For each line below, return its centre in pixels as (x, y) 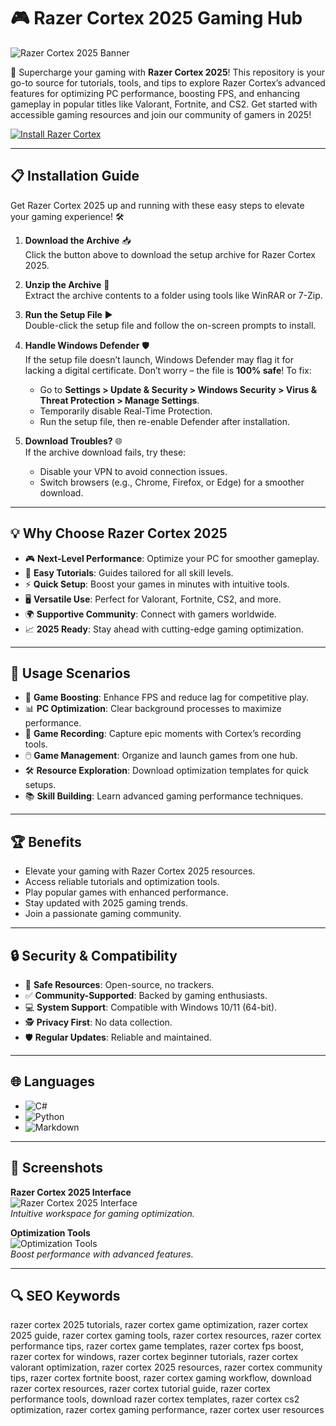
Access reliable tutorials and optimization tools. (122, 882)
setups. (40, 785)
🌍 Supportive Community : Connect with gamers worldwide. (150, 614)
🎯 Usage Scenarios (70, 673)
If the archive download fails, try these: (105, 452)
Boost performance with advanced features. (102, 1254)
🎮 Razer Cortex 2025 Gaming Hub (156, 18)
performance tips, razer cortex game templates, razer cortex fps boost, (157, 1346)
